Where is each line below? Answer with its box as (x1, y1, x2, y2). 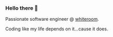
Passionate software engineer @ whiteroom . (5, 16, 99, 22)
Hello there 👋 (5, 5, 39, 12)
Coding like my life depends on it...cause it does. (5, 26, 108, 32)
